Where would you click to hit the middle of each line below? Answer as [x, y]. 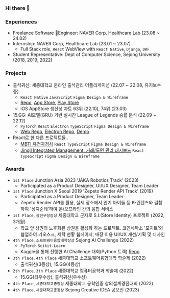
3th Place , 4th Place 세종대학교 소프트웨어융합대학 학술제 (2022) [79, 258]
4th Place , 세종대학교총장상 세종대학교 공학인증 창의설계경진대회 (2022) [83, 283]
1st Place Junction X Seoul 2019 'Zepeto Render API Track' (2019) [83, 191]
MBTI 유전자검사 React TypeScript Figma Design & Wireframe [83, 144]
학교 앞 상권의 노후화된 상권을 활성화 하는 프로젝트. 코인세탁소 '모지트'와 [92, 228]
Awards [15, 169]
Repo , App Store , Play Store [50, 102]
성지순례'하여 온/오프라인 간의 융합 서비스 [72, 209]
